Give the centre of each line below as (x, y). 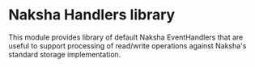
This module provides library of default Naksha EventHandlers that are (126, 37)
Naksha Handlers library (92, 15)
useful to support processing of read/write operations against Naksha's (127, 45)
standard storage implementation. (65, 54)
